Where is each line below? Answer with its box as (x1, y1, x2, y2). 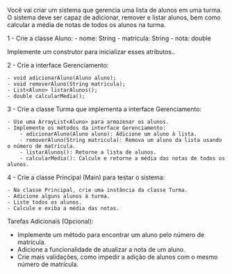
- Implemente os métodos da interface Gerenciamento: (7, 124, 167, 131)
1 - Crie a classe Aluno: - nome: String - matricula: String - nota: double (7, 34, 212, 42)
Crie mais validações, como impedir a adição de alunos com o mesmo (17, 253, 218, 261)
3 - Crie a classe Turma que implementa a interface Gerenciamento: (7, 105, 202, 113)
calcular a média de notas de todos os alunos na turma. (7, 21, 166, 29)
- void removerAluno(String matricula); (7, 81, 126, 88)
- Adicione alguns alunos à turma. (7, 193, 110, 200)
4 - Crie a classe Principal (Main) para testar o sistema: (7, 173, 165, 182)
